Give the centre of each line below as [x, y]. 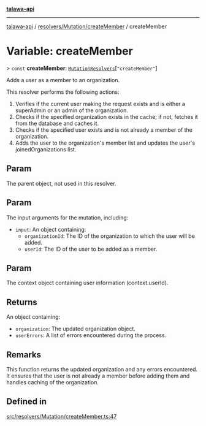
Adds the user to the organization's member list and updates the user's [105, 143]
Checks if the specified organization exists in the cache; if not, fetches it [106, 116]
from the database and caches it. [57, 123]
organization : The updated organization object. [75, 329]
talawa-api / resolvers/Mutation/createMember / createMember [86, 26]
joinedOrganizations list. [46, 149]
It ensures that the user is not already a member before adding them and [98, 376]
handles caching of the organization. [53, 382]
